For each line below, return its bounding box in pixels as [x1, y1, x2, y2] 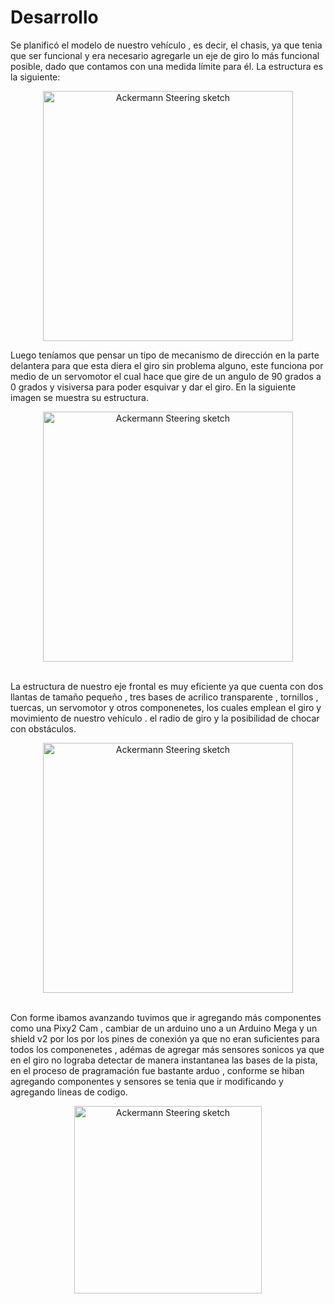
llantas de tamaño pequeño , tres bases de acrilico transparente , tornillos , [10, 691, 319, 703]
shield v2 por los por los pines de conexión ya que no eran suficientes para [10, 1032, 320, 1045]
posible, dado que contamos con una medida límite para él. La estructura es [10, 60, 324, 72]
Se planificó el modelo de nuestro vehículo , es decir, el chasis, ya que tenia [10, 39, 323, 51]
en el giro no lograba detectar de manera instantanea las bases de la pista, [10, 1054, 318, 1066]
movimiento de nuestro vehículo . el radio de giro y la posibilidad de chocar [10, 712, 320, 724]
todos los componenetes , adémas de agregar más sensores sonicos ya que [10, 1043, 325, 1055]
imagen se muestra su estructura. [10, 391, 150, 403]
